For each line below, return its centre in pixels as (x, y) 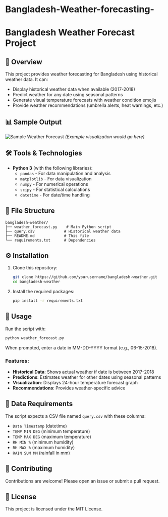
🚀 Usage (18, 317)
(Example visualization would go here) (105, 137)
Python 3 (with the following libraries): (52, 168)
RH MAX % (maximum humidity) (44, 447)
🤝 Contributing (29, 469)
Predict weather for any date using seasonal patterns (68, 95)
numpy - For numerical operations (54, 184)
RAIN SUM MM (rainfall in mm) (41, 453)
